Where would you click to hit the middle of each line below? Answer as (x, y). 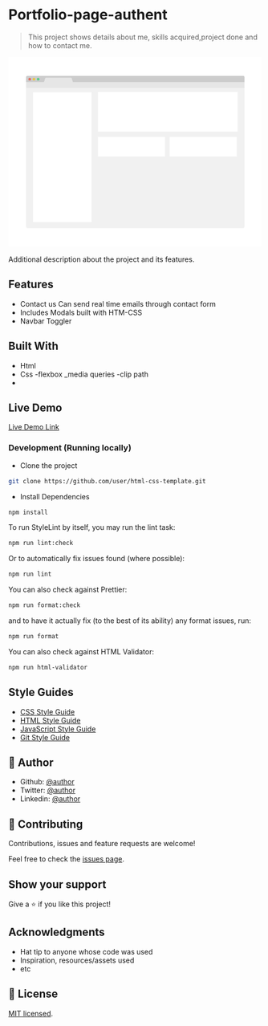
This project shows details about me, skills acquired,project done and (143, 37)
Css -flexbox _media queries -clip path (84, 374)
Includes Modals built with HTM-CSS (81, 312)
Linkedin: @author (50, 799)
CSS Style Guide (47, 711)
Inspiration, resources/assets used (77, 960)
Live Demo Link (34, 427)
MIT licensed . (31, 1013)
